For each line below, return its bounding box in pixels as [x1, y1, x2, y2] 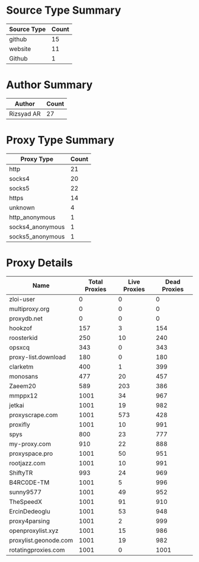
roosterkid [9, 334, 38, 342]
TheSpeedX [9, 497, 43, 506]
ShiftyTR [9, 468, 33, 477]
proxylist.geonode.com [9, 536, 73, 544]
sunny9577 [9, 488, 42, 496]
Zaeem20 [9, 382, 37, 390]
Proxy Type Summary [6, 134, 114, 147]
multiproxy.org [9, 304, 50, 313]
